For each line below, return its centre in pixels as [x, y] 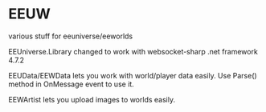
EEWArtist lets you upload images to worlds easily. [92, 99]
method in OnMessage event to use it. [71, 84]
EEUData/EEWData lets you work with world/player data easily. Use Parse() [133, 75]
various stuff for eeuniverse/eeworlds [71, 36]
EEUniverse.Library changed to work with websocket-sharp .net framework [133, 51]
